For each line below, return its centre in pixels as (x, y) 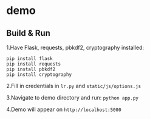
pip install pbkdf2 (31, 69)
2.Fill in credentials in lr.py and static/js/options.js (74, 86)
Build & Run (28, 33)
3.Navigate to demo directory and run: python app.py (72, 97)
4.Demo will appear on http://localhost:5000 (64, 109)
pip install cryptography (39, 75)
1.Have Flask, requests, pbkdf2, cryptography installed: (75, 47)
